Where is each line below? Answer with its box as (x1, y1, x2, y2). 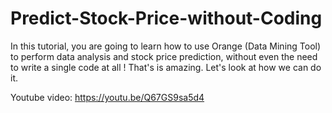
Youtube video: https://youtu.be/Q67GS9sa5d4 (10, 91, 205, 103)
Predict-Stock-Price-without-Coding (10, 7, 323, 30)
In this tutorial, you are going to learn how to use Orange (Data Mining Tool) (10, 40, 322, 52)
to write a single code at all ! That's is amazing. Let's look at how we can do (10, 61, 322, 73)
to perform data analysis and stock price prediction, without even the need (10, 50, 318, 62)
